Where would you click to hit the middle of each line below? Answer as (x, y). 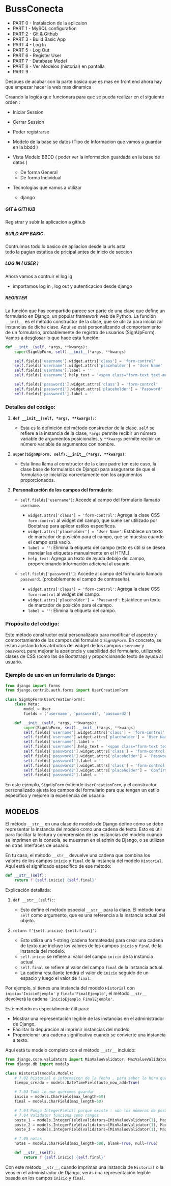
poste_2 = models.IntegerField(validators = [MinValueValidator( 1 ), (86, 1125)
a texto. (21, 1040)
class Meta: (27, 704)
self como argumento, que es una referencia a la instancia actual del (93, 915)
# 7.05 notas (28, 1139)
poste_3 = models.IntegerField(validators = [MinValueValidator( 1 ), (86, 1129)
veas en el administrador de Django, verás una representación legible (78, 1172)
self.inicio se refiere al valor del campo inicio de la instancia (87, 956)
